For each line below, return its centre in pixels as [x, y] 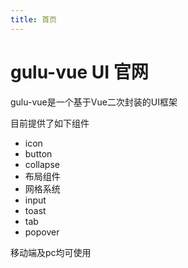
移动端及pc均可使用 [51, 252]
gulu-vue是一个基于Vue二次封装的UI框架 [94, 102]
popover [42, 232]
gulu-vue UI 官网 [79, 72]
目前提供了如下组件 [50, 123]
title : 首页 [33, 19]
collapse [42, 164]
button [38, 153]
